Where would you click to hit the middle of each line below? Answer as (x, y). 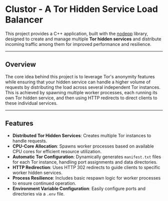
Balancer (24, 20)
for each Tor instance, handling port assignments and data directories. (85, 162)
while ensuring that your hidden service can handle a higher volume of (78, 82)
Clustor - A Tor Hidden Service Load (82, 9)
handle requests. (30, 141)
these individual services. (31, 103)
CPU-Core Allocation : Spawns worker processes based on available (83, 146)
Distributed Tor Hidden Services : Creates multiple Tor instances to (82, 135)
